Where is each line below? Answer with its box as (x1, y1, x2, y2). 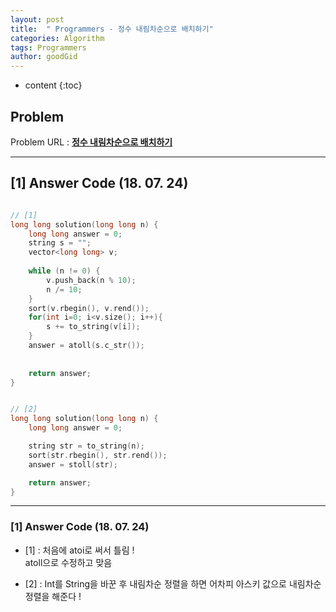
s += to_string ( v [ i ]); (46, 322, 141, 332)
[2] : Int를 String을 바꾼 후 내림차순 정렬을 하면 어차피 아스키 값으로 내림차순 (24, 577, 322, 590)
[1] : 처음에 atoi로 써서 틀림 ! (24, 544, 135, 556)
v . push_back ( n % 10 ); (46, 275, 137, 285)
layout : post (10, 14, 65, 25)
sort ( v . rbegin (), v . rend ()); (28, 303, 150, 313)
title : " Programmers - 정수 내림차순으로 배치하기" (10, 24, 214, 34)
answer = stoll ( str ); (28, 459, 118, 470)
